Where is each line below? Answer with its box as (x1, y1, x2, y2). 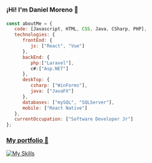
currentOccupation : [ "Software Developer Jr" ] (14, 116, 134, 122)
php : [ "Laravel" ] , (30, 60, 74, 66)
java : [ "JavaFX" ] (30, 88, 74, 95)
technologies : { (14, 32, 55, 38)
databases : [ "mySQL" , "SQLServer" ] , (22, 99, 115, 105)
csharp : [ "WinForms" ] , (30, 82, 87, 88)
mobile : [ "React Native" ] (22, 105, 87, 111)
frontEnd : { (22, 38, 52, 44)
